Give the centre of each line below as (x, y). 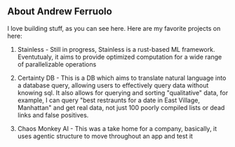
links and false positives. (53, 115)
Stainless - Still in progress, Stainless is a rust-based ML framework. (116, 49)
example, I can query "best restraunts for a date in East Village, (108, 100)
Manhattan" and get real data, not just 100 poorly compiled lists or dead (121, 107)
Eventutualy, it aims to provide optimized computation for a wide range (120, 57)
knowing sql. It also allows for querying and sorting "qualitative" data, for (123, 92)
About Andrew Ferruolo (60, 12)
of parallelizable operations (57, 64)
